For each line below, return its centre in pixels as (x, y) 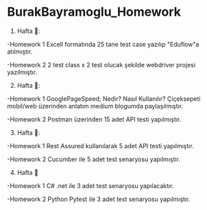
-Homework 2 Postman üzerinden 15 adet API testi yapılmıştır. (94, 119)
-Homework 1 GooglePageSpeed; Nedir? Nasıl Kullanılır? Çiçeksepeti (104, 98)
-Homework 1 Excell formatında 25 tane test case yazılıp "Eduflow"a (103, 44)
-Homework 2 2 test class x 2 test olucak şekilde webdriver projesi (101, 65)
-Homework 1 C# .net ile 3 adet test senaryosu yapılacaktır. (90, 185)
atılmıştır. (20, 51)
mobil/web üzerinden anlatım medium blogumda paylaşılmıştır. (95, 106)
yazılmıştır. (22, 72)
